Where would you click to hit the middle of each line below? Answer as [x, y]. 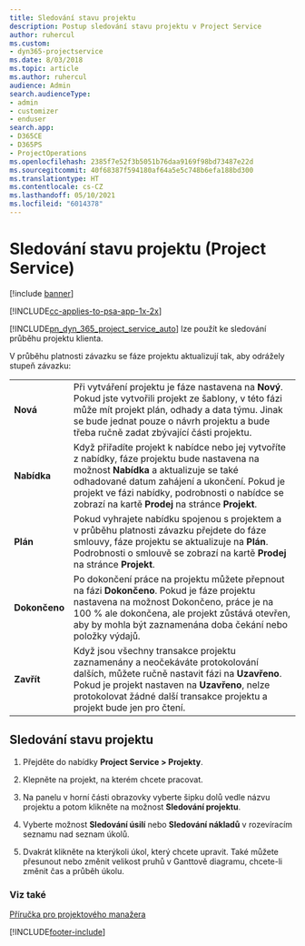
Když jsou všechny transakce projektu [154, 650]
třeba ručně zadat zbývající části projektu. [162, 432]
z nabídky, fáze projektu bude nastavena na [166, 458]
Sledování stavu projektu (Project [138, 249]
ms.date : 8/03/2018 [46, 60]
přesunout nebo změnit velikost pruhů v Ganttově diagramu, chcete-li [152, 861]
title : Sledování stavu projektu [73, 18]
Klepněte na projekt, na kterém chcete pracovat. [113, 780]
